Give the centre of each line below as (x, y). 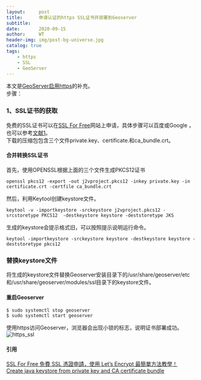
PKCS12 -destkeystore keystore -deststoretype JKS (107, 215)
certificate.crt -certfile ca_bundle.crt (59, 186)
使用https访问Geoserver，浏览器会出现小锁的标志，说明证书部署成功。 (94, 328)
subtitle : (19, 23)
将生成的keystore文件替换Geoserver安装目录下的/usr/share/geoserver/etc (98, 275)
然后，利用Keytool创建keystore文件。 (53, 198)
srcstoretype (23, 215)
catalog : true (24, 46)
